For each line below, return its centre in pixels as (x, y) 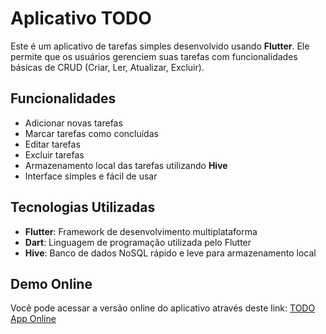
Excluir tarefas (54, 154)
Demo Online (51, 283)
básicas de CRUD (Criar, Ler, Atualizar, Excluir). (107, 67)
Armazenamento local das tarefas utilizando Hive (126, 165)
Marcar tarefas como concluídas (91, 133)
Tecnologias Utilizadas (83, 207)
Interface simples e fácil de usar (91, 176)
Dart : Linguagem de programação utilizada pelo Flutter (138, 242)
